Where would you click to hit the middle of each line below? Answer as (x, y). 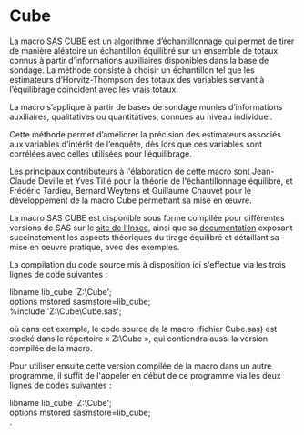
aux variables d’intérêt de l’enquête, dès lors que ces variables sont (136, 144)
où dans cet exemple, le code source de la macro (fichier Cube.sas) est (143, 329)
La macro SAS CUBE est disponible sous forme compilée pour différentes (147, 217)
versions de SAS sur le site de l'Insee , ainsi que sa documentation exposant (151, 228)
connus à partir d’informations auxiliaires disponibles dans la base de (139, 60)
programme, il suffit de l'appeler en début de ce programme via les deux (145, 375)
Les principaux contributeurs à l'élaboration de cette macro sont (130, 171)
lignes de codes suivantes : (61, 385)
